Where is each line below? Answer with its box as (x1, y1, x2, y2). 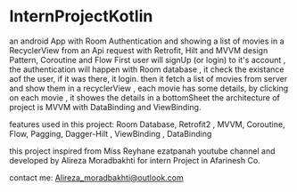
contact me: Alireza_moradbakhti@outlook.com (9, 172, 185, 183)
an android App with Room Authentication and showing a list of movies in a (9, 36, 285, 46)
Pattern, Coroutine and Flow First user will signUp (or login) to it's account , (9, 54, 286, 65)
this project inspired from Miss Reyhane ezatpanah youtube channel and (9, 145, 276, 156)
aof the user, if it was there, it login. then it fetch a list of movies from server (9, 73, 288, 84)
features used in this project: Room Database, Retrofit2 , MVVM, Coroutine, (9, 118, 285, 130)
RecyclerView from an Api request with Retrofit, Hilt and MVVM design (9, 44, 268, 55)
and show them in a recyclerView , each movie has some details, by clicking (9, 83, 289, 93)
